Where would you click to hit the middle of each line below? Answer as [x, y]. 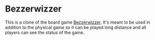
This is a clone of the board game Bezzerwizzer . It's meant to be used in [77, 22]
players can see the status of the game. [45, 32]
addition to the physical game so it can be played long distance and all [76, 27]
